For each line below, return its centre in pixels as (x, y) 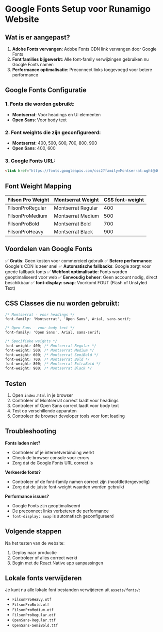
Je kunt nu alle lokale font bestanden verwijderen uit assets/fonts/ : (73, 590)
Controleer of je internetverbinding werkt (53, 452)
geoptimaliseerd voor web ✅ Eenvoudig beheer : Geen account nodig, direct (81, 277)
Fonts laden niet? (23, 443)
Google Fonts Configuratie (46, 90)
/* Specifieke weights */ (31, 341)
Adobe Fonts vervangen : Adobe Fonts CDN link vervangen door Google (84, 49)
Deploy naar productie (34, 552)
